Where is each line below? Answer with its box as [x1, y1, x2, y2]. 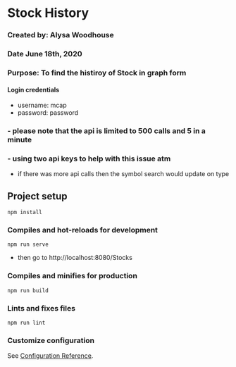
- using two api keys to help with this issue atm [7, 154, 171, 163]
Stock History [7, 5, 89, 21]
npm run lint [7, 319, 46, 327]
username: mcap [17, 101, 67, 110]
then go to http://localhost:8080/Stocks [17, 254, 132, 262]
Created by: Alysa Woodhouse [7, 30, 114, 40]
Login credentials [7, 85, 60, 94]
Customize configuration [7, 336, 95, 345]
